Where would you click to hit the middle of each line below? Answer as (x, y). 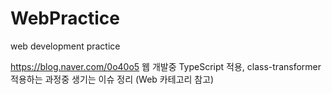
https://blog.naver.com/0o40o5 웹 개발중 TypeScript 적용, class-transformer (166, 66)
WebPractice (65, 18)
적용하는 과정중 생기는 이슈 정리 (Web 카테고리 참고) (112, 79)
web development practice (65, 46)
